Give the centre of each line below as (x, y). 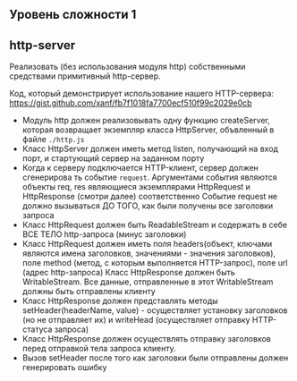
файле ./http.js (53, 140)
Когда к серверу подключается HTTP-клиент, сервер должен (140, 168)
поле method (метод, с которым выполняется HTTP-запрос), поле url (155, 263)
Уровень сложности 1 (73, 15)
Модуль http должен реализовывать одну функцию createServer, (146, 121)
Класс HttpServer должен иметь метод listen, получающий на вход (150, 149)
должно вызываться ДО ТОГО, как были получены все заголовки (148, 206)
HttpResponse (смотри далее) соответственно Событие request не (150, 197)
